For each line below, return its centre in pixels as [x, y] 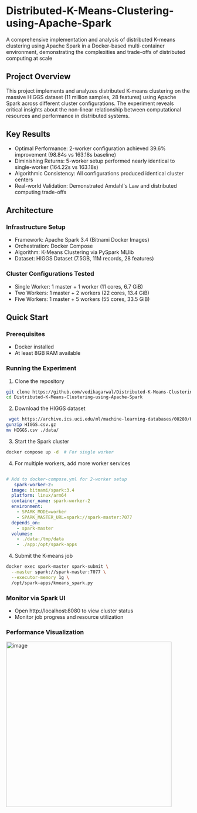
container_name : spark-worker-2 [51, 501]
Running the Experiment [41, 368]
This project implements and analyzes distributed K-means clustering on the [98, 91]
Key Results [28, 134]
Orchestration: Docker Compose [54, 246]
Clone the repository [39, 381]
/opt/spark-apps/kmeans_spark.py [52, 583]
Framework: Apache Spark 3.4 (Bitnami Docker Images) [82, 240]
